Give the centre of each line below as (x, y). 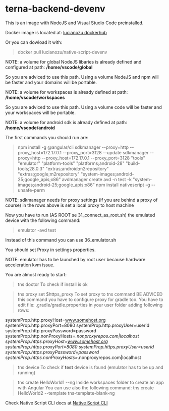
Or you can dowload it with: (34, 42)
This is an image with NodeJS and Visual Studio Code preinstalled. (74, 23)
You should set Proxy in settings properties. (50, 250)
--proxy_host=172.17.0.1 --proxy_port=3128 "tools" (93, 158)
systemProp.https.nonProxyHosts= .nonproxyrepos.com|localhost (73, 357)
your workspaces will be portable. (41, 112)
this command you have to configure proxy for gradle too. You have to (90, 299)
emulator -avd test (37, 230)
